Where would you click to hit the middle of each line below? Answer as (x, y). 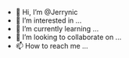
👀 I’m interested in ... (48, 20)
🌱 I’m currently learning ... (57, 29)
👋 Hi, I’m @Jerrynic (47, 12)
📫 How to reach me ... (52, 46)
